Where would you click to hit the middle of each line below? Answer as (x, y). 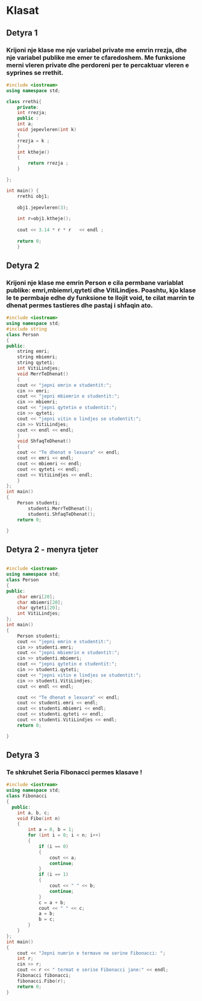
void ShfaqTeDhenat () (44, 441)
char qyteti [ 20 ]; (39, 608)
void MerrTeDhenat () (43, 374)
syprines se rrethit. (35, 72)
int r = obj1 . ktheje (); (44, 219)
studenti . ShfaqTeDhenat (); (62, 514)
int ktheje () (33, 152)
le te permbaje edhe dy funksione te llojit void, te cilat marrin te (100, 297)
